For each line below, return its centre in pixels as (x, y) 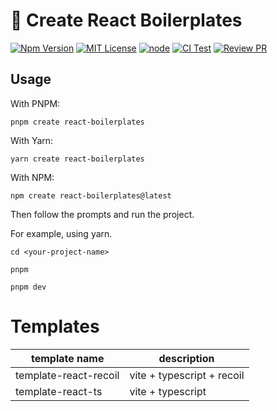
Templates (55, 326)
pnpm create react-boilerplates (77, 122)
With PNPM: (35, 103)
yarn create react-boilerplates (77, 159)
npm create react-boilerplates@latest (91, 195)
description (186, 358)
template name (67, 358)
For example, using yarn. (61, 233)
